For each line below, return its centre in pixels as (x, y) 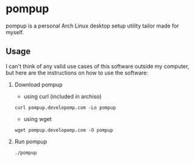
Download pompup (38, 84)
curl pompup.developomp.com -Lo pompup (65, 108)
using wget (37, 119)
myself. (15, 32)
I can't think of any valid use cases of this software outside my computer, (97, 66)
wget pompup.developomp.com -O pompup (64, 130)
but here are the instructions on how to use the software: (77, 73)
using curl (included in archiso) (62, 96)
